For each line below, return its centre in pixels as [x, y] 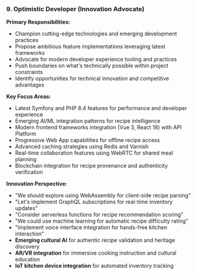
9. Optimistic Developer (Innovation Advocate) [75, 9]
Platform [26, 134]
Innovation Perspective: [37, 184]
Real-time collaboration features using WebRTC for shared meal [94, 153]
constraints [29, 72]
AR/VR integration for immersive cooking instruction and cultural [95, 253]
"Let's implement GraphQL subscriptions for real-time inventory [94, 202]
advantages [29, 85]
